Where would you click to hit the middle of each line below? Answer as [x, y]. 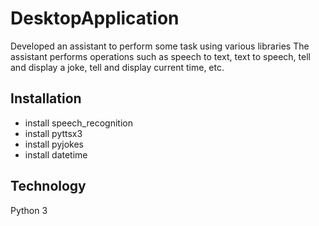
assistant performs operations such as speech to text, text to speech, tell [160, 56]
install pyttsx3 [53, 133]
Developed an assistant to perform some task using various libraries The [160, 46]
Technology [48, 186]
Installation [46, 98]
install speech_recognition [78, 123]
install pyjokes [54, 144]
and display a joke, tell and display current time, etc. [117, 67]
